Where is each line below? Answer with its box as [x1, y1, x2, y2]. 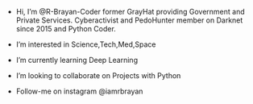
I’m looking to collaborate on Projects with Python [15, 71, 181, 80]
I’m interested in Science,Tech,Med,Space [15, 40, 156, 49]
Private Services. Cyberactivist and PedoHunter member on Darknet [15, 15, 243, 25]
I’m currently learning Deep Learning [15, 56, 139, 64]
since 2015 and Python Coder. [15, 24, 117, 33]
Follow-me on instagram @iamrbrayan [15, 86, 143, 96]
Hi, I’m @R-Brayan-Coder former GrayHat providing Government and [15, 7, 246, 16]
